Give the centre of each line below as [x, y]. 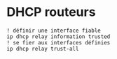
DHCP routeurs [51, 12]
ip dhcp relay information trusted [58, 36]
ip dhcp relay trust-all [43, 49]
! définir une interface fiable [54, 31]
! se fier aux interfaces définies [58, 42]
